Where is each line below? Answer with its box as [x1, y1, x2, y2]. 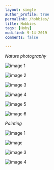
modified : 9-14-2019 [5, 30, 48, 35]
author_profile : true [5, 12, 50, 17]
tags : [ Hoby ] [5, 26, 32, 31]
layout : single [5, 7, 36, 12]
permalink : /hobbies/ [5, 16, 50, 21]
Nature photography [5, 53, 47, 59]
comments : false [5, 35, 38, 40]
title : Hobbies [5, 21, 36, 26]
